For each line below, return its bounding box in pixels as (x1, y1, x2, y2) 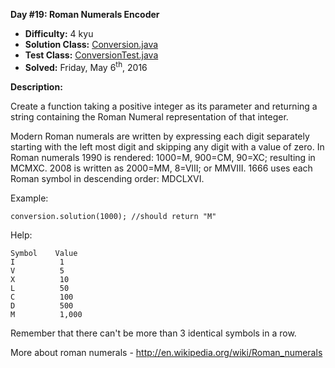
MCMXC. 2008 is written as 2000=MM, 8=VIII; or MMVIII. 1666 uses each (10, 162, 313, 174)
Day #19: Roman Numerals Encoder (10, 9, 160, 20)
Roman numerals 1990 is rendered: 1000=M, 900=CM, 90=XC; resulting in (10, 151, 316, 163)
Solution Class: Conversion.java (24, 39, 159, 50)
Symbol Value (10, 248, 78, 258)
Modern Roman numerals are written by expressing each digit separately (10, 130, 310, 142)
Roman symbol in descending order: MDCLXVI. (10, 172, 205, 184)
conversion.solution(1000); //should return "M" (10, 211, 217, 221)
